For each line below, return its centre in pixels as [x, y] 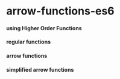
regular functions [29, 42]
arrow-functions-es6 [60, 11]
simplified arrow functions [40, 69]
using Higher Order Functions [44, 28]
